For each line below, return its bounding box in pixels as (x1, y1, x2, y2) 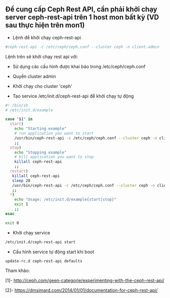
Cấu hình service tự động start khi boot (12, 249, 95, 255)
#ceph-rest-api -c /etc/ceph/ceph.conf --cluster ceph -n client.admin (5, 44, 159, 49)
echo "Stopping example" (14, 150, 67, 155)
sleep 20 (12, 178, 30, 183)
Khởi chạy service (12, 229, 51, 235)
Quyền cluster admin (12, 73, 56, 79)
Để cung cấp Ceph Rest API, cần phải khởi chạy (5, 5, 158, 14)
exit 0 (5, 220, 19, 225)
